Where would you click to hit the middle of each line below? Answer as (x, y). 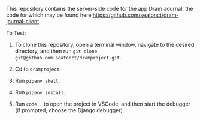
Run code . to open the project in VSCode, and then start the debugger (102, 104)
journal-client (23, 21)
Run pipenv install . (40, 92)
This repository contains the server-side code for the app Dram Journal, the (100, 9)
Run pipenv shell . (37, 81)
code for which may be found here (49, 15)
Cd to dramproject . (38, 69)
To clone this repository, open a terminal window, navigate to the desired (104, 45)
